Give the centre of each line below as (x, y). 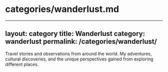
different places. (22, 64)
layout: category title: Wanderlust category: (75, 34)
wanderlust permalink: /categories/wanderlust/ (81, 42)
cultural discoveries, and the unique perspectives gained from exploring (79, 59)
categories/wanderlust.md (62, 9)
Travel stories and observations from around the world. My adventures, (78, 53)
